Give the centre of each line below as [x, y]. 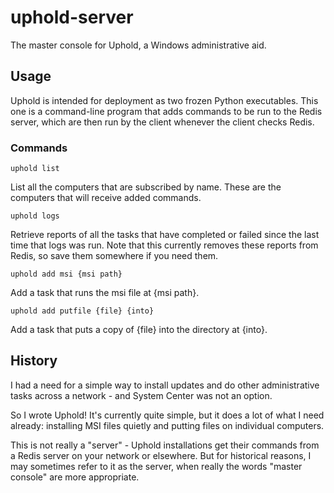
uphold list [35, 169]
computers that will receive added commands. [106, 198]
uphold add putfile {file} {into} [82, 311]
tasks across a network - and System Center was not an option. [141, 395]
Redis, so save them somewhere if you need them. [114, 256]
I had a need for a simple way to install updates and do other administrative [165, 385]
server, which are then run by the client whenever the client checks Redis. [162, 122]
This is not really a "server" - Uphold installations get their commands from [165, 445]
